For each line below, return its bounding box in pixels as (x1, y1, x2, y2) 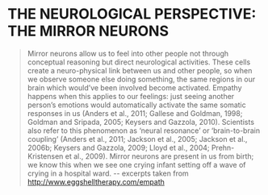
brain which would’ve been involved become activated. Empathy (27, 82, 243, 93)
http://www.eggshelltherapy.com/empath (27, 176, 165, 186)
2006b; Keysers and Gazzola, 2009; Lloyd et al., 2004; (27, 143, 210, 152)
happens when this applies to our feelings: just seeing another (27, 91, 235, 101)
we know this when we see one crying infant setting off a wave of (27, 160, 247, 169)
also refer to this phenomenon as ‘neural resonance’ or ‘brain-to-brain (27, 126, 260, 135)
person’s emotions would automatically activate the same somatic (27, 100, 247, 110)
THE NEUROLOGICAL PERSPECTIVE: (7, 5, 257, 23)
